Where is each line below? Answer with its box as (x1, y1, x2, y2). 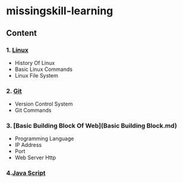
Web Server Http (14, 154, 56, 162)
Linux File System (14, 72, 58, 79)
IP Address (14, 141, 42, 148)
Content (6, 28, 37, 38)
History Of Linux (14, 59, 55, 66)
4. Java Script (6, 169, 46, 177)
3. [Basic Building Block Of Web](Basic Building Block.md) (6, 122, 177, 130)
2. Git (6, 86, 22, 95)
